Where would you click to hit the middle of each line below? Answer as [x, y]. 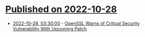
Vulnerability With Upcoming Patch [50, 28]
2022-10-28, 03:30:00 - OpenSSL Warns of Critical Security [76, 23]
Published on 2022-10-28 [61, 9]
